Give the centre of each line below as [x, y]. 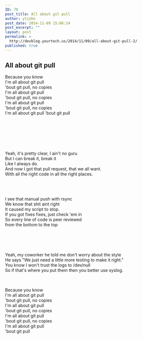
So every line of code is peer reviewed [43, 220]
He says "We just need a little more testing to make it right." [64, 260]
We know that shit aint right [32, 204]
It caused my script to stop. [32, 209]
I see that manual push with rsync [39, 199]
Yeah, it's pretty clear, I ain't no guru [41, 153]
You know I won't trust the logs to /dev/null [48, 265]
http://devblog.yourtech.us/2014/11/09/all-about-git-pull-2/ [73, 41]
